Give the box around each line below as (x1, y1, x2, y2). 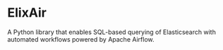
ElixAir (7, 5, 47, 21)
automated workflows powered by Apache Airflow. (7, 35, 155, 43)
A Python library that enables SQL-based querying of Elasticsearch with (7, 28, 217, 36)
